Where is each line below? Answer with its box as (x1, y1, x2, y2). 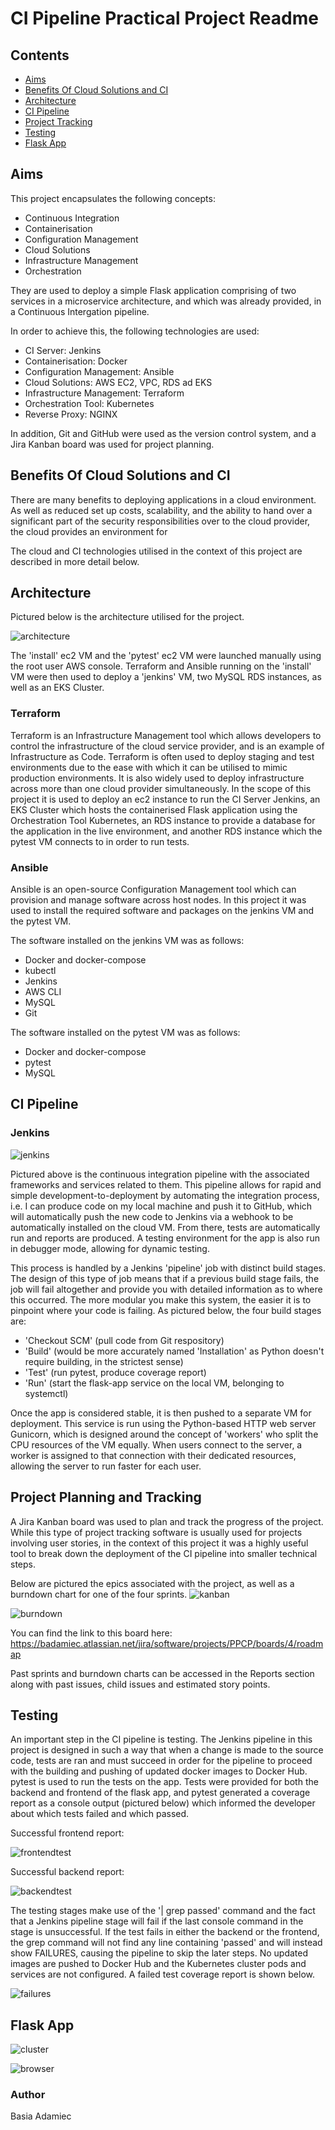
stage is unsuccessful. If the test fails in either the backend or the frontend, (10, 1926, 320, 1938)
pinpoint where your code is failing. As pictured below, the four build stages (10, 1304, 322, 1316)
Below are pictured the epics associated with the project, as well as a (10, 1577, 295, 1589)
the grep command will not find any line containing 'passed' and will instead (10, 1937, 323, 1949)
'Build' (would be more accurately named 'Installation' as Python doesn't (24, 1345, 325, 1357)
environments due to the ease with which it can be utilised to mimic (10, 761, 288, 773)
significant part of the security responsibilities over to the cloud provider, (10, 515, 311, 527)
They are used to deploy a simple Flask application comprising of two (10, 284, 297, 296)
